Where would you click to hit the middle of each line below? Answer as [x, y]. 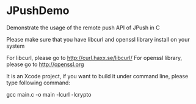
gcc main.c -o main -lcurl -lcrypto [49, 94]
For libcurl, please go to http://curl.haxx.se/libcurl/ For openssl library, [94, 58]
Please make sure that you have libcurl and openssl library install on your [98, 39]
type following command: [38, 83]
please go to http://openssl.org [45, 64]
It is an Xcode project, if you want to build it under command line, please [97, 76]
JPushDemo [38, 11]
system [16, 46]
